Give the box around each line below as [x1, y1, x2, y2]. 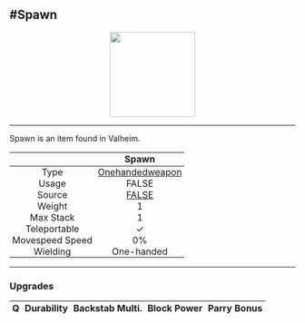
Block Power [147, 301, 203, 314]
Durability [24, 301, 68, 314]
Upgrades [9, 279, 54, 292]
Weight [37, 200, 68, 212]
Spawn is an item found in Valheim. [9, 132, 141, 143]
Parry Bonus [207, 301, 263, 314]
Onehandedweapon [97, 166, 182, 178]
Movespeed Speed [12, 234, 93, 246]
